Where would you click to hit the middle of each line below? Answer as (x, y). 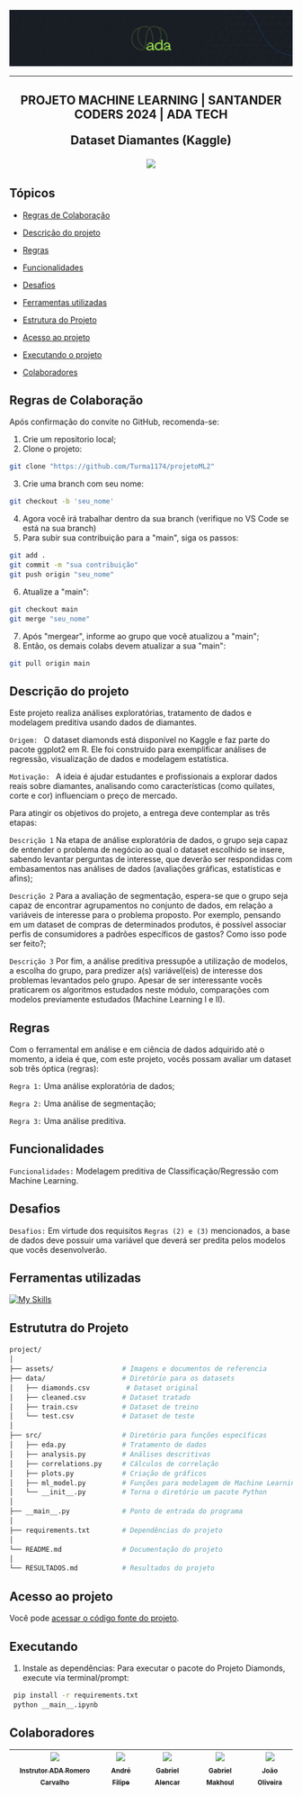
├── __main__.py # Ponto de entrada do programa (126, 1511)
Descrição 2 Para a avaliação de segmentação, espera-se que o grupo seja (149, 896)
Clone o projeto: (52, 449)
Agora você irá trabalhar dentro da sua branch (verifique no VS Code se (155, 519)
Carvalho (55, 1782)
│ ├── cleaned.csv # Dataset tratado (100, 1397)
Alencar (167, 1782)
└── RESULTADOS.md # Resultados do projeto (112, 1568)
